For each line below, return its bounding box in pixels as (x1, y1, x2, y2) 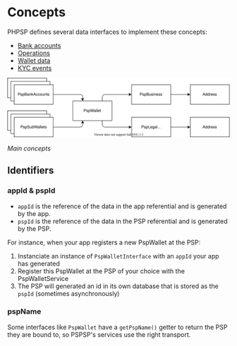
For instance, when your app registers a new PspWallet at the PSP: (7, 238, 201, 246)
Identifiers (7, 165, 54, 177)
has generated (17, 259, 60, 268)
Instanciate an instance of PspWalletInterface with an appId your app (17, 251, 220, 260)
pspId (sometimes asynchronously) (17, 289, 120, 297)
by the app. (17, 209, 51, 217)
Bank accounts (17, 41, 61, 49)
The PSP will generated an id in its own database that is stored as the (17, 282, 219, 290)
